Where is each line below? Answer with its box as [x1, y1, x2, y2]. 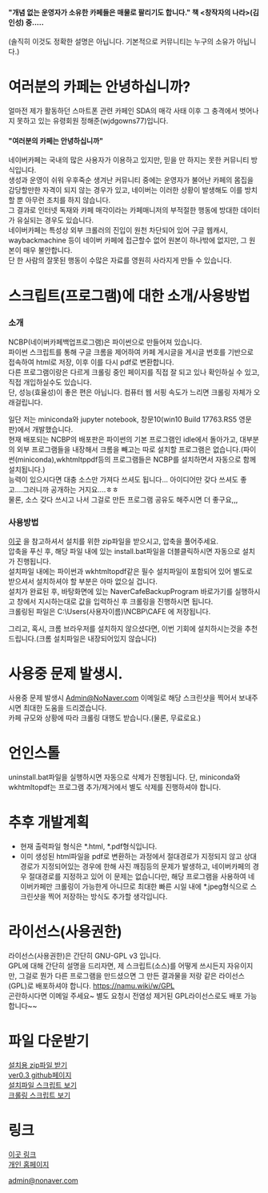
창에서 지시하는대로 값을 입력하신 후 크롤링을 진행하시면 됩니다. [16, 596, 214, 606]
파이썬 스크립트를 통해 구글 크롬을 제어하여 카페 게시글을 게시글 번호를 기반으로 [8, 347, 254, 356]
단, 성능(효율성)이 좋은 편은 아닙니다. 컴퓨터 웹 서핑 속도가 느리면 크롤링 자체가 [8, 387, 252, 397]
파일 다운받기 [8, 1032, 90, 1051]
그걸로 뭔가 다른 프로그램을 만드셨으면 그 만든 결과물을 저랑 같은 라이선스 [18, 971, 246, 980]
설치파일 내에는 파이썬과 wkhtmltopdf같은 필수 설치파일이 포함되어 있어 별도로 [8, 567, 254, 576]
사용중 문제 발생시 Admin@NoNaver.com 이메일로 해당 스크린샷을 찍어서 [8, 693, 238, 702]
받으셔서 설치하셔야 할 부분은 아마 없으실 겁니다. [8, 576, 158, 586]
